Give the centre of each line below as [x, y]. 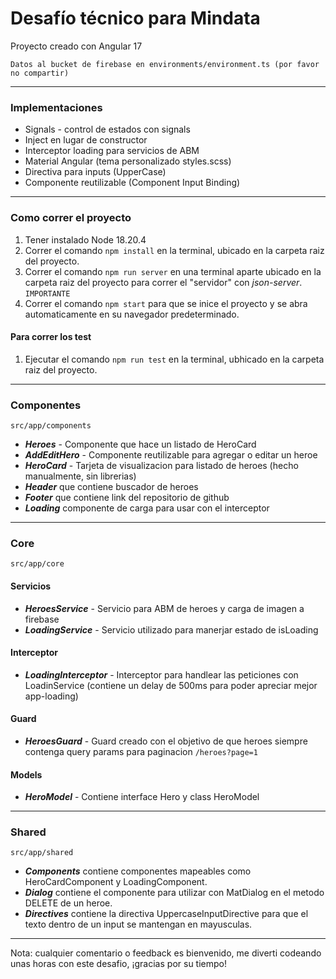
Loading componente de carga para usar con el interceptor [147, 508]
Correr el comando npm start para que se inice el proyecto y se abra [166, 303]
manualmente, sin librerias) [80, 476]
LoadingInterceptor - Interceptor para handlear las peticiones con [161, 674]
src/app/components [51, 426]
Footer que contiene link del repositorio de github [127, 498]
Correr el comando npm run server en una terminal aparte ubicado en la [173, 271]
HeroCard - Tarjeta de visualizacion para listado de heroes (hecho [161, 466]
